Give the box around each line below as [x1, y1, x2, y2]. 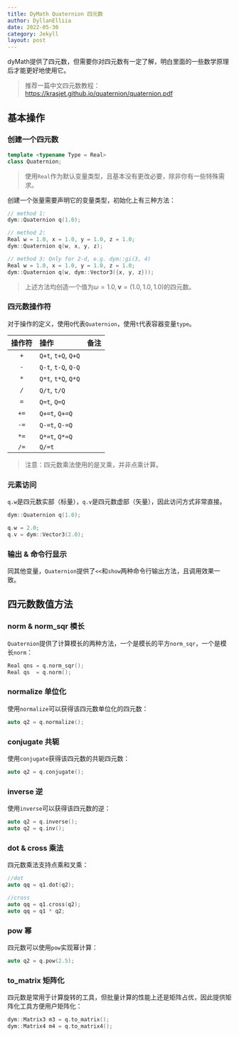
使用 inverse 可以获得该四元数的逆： [7, 804, 112, 813]
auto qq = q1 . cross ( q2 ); [7, 900, 81, 908]
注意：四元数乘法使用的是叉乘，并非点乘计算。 [24, 460, 162, 469]
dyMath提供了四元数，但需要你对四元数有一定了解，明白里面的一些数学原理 [7, 58, 229, 66]
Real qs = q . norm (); [7, 669, 72, 676]
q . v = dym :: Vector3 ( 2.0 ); [7, 531, 84, 538]
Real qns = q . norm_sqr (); [7, 662, 84, 669]
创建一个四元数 [7, 134, 59, 144]
